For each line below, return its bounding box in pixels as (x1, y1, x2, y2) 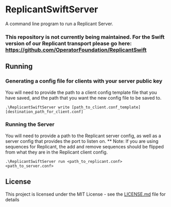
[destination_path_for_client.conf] (5, 109, 83, 114)
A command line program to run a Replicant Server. (5, 21, 114, 27)
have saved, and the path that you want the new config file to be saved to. (5, 95, 162, 101)
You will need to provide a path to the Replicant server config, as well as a (5, 133, 161, 139)
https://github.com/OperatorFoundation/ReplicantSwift (5, 46, 147, 53)
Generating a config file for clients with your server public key (5, 78, 163, 85)
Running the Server (5, 121, 55, 128)
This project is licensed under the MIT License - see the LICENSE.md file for (5, 191, 166, 197)
